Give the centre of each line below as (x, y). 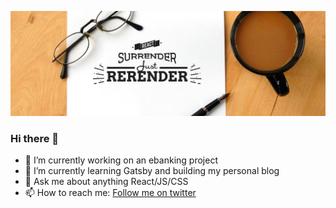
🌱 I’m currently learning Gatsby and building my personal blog (152, 171)
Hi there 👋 (35, 138)
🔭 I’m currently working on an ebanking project (121, 160)
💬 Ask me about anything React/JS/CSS (106, 182)
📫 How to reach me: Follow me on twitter (110, 193)
